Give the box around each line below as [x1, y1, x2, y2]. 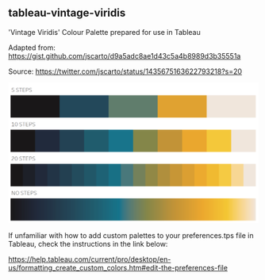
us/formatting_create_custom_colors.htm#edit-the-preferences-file [8, 263, 229, 272]
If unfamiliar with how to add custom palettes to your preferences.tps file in [8, 230, 254, 240]
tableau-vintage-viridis [8, 6, 126, 20]
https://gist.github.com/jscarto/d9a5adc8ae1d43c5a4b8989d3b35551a [8, 51, 241, 60]
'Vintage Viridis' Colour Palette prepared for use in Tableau [8, 27, 201, 36]
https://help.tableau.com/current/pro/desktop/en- [8, 254, 171, 264]
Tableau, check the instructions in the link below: [8, 239, 168, 248]
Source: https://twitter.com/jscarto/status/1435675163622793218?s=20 [8, 67, 243, 76]
